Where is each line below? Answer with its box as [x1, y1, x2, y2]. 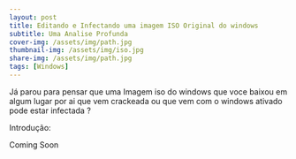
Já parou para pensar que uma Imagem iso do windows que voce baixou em [9, 86, 288, 97]
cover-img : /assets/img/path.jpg [9, 37, 133, 47]
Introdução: [9, 122, 51, 132]
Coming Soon [9, 139, 59, 150]
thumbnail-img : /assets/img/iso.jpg [9, 46, 144, 55]
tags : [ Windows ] [9, 63, 69, 72]
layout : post [9, 12, 57, 22]
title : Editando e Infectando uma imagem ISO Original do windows [9, 21, 259, 30]
